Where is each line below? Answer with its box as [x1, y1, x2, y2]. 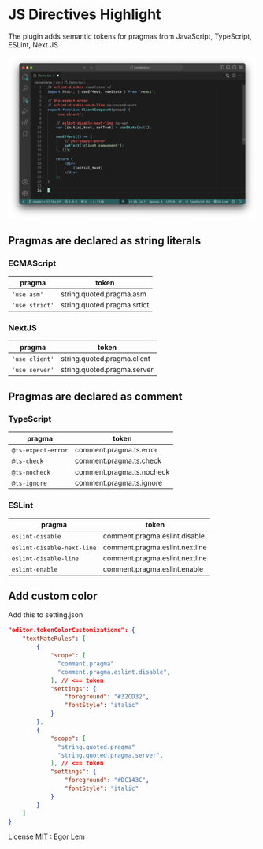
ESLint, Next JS [8, 39, 59, 49]
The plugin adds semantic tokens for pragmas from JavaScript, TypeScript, [8, 32, 252, 41]
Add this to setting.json [8, 610, 83, 620]
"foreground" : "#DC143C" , [64, 776, 150, 784]
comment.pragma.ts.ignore [74, 478, 163, 487]
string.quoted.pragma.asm [60, 289, 147, 299]
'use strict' [11, 302, 54, 310]
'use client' [11, 355, 54, 363]
